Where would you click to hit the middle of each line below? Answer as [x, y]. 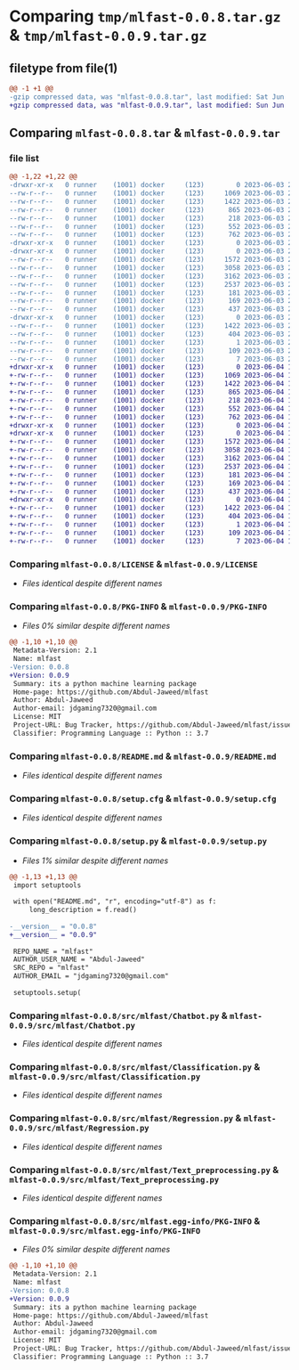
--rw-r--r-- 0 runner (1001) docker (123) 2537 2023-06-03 [147, 284]
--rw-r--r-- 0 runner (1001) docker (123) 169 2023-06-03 [147, 301]
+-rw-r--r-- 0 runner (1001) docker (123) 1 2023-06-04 [147, 525]
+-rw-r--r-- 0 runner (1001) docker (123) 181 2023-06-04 [147, 475]
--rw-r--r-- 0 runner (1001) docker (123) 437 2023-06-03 [147, 309]
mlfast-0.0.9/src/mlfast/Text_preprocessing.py [114, 1179]
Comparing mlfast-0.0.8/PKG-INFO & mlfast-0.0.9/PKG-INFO [138, 606]
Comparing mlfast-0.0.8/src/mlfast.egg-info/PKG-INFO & [135, 1220]
